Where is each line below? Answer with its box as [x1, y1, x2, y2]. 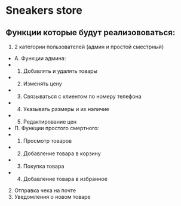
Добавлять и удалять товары [23, 67, 98, 75]
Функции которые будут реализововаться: [5, 27, 176, 38]
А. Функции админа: [14, 55, 66, 62]
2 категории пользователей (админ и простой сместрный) [14, 43, 164, 50]
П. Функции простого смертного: [14, 125, 99, 131]
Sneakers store [5, 4, 83, 17]
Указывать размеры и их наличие [23, 106, 110, 112]
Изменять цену [23, 80, 62, 87]
